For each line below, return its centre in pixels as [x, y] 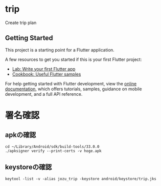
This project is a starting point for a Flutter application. [60, 50]
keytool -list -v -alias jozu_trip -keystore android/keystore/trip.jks [81, 179]
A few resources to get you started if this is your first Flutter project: [73, 59]
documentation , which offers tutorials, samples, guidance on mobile [73, 89]
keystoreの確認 [29, 167]
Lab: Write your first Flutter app [44, 69]
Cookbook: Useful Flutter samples [46, 74]
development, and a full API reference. [44, 94]
